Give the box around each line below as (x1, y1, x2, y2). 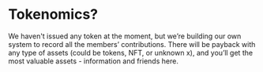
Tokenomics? (8, 5, 99, 23)
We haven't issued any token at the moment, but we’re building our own (8, 31, 242, 41)
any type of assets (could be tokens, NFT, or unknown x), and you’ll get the (8, 48, 254, 57)
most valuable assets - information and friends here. (8, 56, 179, 66)
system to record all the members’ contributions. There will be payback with (8, 39, 256, 49)
